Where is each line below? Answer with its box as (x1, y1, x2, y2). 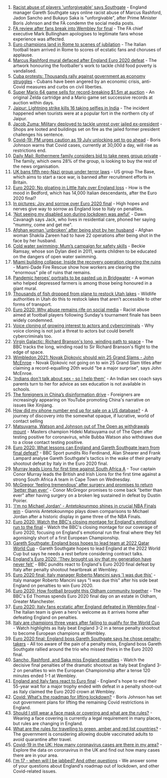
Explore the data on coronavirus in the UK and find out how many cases (12, 747, 160, 753)
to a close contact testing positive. (12, 439, 83, 445)
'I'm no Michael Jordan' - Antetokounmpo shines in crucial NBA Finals (12, 503, 157, 509)
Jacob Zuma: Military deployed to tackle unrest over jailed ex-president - (12, 121, 163, 127)
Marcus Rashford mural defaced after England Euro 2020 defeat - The (12, 57, 157, 63)
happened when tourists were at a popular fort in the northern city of (12, 110, 154, 116)
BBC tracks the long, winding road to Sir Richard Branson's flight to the (12, 344, 159, 350)
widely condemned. (12, 317, 54, 323)
